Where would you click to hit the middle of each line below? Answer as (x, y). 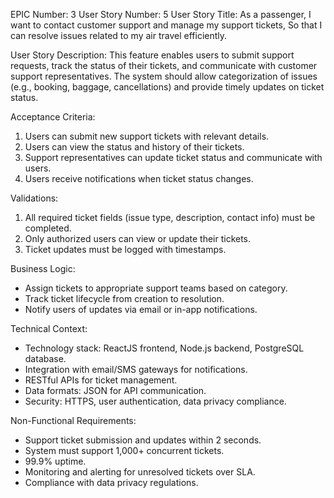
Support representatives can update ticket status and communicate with (173, 157)
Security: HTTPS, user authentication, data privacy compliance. (155, 401)
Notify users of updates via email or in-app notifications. (141, 309)
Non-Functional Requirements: (73, 420)
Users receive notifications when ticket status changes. (139, 178)
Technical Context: (49, 328)
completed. (48, 228)
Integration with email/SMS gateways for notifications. (136, 369)
